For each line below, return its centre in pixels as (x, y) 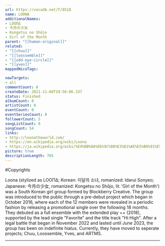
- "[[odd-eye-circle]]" (29, 60)
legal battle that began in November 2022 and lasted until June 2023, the (79, 223)
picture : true (20, 151)
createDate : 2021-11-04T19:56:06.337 (44, 92)
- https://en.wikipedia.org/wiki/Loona (46, 142)
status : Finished (23, 96)
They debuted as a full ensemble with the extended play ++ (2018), (73, 213)
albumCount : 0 (20, 101)
